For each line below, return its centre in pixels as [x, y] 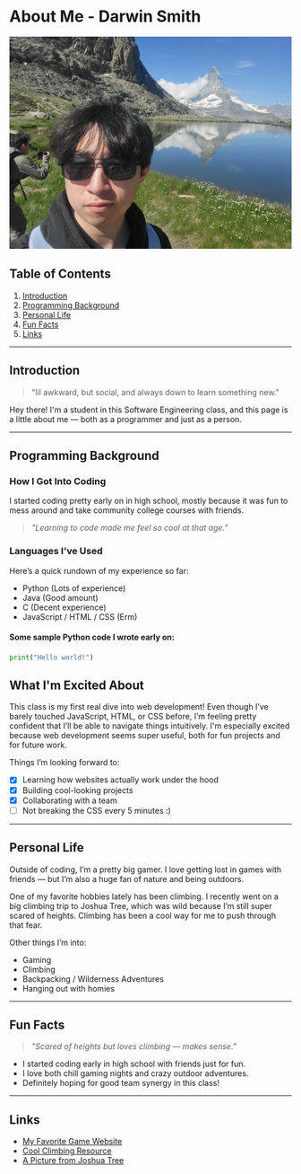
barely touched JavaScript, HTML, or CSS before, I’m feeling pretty [133, 717]
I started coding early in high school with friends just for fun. [134, 1064]
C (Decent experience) [64, 607]
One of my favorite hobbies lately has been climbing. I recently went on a [144, 896]
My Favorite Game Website [72, 1142]
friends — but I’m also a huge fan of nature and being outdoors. [127, 878]
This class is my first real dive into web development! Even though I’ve [139, 707]
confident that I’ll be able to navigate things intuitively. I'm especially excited [150, 726]
